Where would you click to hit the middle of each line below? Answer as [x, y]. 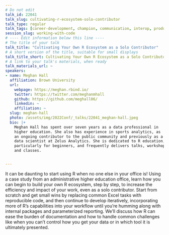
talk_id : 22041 [21, 15]
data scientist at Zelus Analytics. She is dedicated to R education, [90, 141]
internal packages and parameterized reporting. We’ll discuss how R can [80, 211]
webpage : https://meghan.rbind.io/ [52, 90]
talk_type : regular [26, 24]
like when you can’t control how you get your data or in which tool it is [78, 222]
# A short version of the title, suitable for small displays [72, 52]
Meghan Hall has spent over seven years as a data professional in [86, 127]
